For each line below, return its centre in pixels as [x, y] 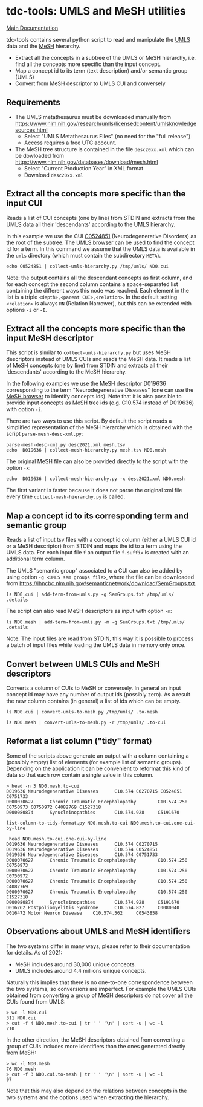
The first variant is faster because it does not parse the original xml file [94, 490]
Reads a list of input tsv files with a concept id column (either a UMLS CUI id [101, 540]
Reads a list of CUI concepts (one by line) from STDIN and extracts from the [101, 218]
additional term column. [36, 559]
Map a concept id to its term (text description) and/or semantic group [101, 70]
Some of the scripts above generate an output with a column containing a [98, 755]
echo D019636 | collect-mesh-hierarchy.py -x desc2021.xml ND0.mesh [96, 479]
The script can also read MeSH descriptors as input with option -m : [89, 611]
